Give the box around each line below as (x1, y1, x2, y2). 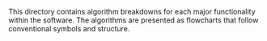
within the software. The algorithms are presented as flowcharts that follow (8, 15, 259, 25)
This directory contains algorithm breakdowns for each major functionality (8, 7, 256, 16)
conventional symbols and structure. (8, 24, 130, 33)
